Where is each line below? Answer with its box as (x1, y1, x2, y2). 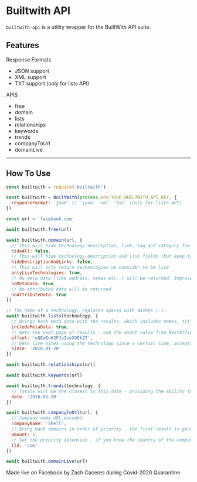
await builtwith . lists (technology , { (6, 313, 98, 319)
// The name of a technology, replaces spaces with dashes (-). (6, 307, 167, 314)
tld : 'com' (11, 442, 38, 449)
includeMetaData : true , (11, 324, 69, 330)
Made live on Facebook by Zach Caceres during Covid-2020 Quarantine (6, 469, 181, 476)
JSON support (14, 67, 50, 74)
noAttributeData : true (11, 292, 67, 298)
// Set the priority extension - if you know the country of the (11, 437, 175, 443)
